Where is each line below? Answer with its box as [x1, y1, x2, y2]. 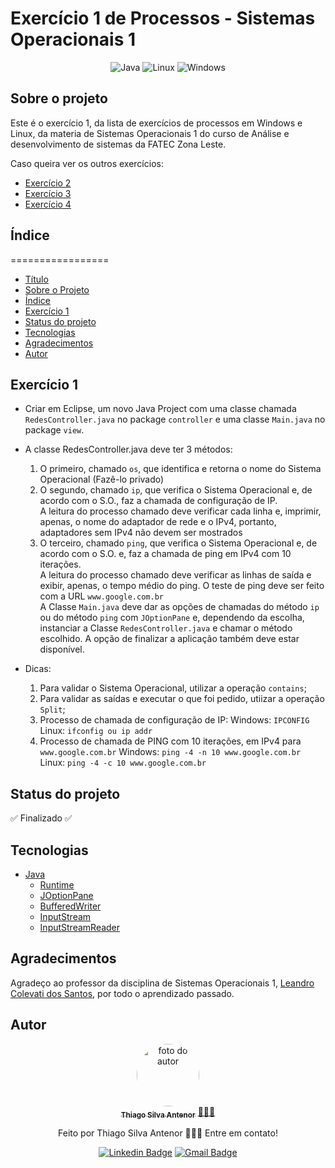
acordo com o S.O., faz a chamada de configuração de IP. [39, 495, 278, 507]
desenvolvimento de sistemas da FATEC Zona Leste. [10, 138, 227, 150]
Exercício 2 [24, 177, 72, 189]
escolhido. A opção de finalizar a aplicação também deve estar [39, 633, 300, 645]
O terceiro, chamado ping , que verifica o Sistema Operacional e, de [39, 537, 318, 549]
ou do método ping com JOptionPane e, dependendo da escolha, [39, 612, 305, 624]
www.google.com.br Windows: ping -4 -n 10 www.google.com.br [39, 746, 302, 758]
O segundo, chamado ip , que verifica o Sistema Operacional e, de [39, 484, 313, 496]
